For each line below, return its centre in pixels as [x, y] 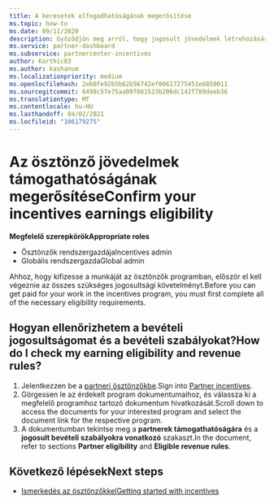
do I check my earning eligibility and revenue [125, 353]
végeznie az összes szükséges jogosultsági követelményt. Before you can [133, 285]
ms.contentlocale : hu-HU [51, 106]
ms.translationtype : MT [50, 99]
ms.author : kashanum [44, 69]
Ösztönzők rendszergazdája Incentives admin [96, 252]
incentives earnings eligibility [111, 214]
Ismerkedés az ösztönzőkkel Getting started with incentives [120, 491]
